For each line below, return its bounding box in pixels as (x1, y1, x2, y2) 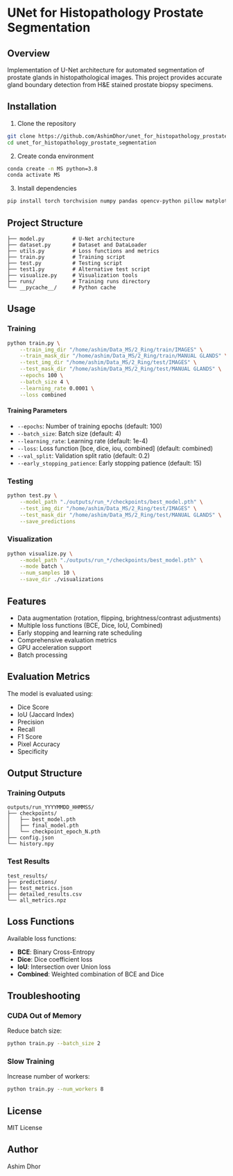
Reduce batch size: (7, 1026, 62, 1035)
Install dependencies (17, 184, 78, 193)
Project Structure (7, 217, 83, 229)
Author (7, 1143, 38, 1156)
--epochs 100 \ (19, 372, 64, 379)
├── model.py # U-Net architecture (7, 235, 135, 242)
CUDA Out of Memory (7, 1010, 82, 1020)
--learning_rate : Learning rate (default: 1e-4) (17, 436, 148, 445)
